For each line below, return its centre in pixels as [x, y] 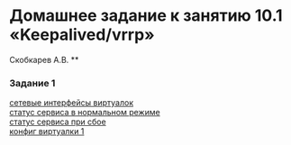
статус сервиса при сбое [58, 122]
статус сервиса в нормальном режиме [85, 113]
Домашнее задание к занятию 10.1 [146, 16]
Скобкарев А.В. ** [44, 59]
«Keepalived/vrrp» [82, 35]
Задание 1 [32, 83]
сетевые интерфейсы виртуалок [71, 103]
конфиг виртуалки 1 [47, 131]
